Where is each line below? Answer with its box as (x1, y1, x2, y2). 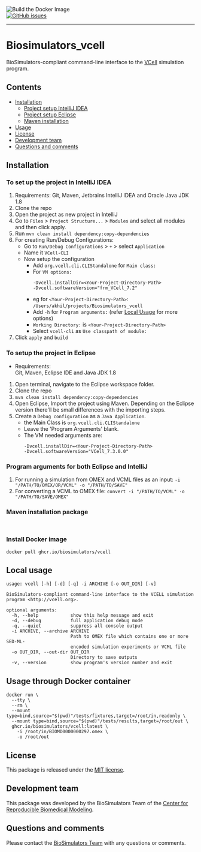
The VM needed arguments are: (23, 431, 103, 439)
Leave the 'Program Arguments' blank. (23, 425, 119, 432)
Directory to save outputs (70, 655, 138, 661)
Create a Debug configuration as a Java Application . (14, 412, 147, 419)
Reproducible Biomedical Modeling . (6, 806, 94, 813)
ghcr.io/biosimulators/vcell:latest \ (11, 724, 109, 730)
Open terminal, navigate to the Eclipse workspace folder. (14, 380, 155, 388)
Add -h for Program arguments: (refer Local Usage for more (32, 308, 178, 316)
